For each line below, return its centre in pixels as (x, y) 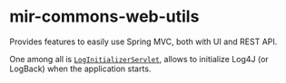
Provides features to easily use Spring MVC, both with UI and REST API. (143, 41)
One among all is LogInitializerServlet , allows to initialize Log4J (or (139, 59)
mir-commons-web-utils (104, 17)
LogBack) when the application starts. (80, 69)
